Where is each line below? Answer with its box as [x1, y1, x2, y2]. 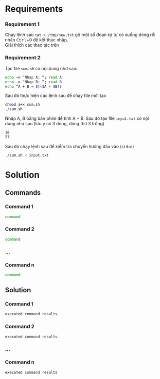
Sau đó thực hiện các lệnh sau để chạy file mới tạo [5, 93, 107, 98]
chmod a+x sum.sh [5, 102, 40, 107]
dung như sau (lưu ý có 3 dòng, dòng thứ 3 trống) [5, 121, 105, 127]
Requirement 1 [5, 21, 40, 28]
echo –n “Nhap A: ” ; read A [5, 75, 62, 80]
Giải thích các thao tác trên [5, 42, 59, 48]
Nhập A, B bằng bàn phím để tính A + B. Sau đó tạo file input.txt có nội [5, 115, 149, 121]
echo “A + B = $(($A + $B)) [5, 84, 62, 89]
